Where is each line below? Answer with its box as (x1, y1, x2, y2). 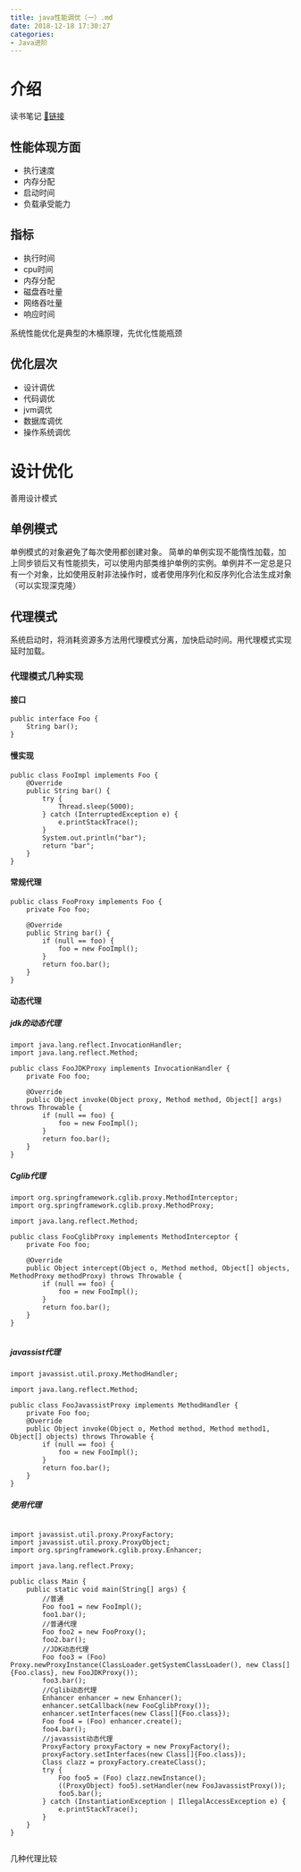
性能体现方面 (10, 140, 81, 155)
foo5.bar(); (57, 1790, 103, 1799)
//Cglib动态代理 (42, 1686, 97, 1695)
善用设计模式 (10, 492, 57, 503)
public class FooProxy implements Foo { (10, 897, 163, 906)
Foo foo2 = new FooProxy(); (42, 1628, 146, 1637)
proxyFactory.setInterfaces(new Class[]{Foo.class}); (42, 1750, 247, 1759)
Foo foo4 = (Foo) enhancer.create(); (42, 1717, 182, 1726)
